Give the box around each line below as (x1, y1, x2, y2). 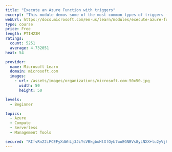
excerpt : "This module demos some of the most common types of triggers (5, 12, 164, 17)
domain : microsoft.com (10, 69, 58, 74)
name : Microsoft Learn (10, 64, 58, 69)
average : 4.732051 (10, 45, 50, 50)
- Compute (10, 120, 31, 125)
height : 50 (18, 88, 42, 93)
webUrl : (5, 17, 22, 22)
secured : (5, 139, 24, 144)
